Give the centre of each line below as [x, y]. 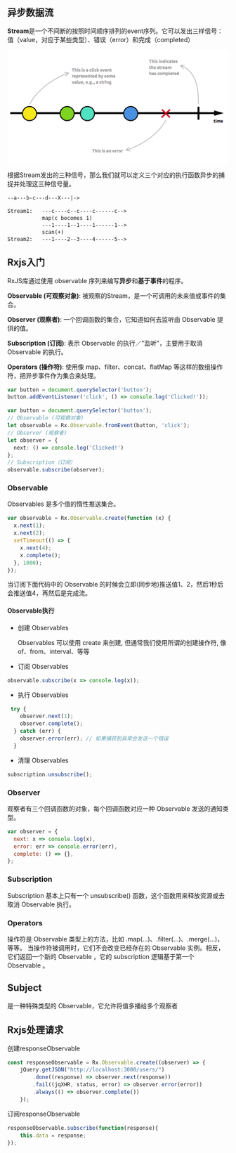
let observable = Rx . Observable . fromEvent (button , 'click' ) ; [99, 426]
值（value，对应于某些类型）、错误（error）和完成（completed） [101, 39]
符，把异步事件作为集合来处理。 [53, 375]
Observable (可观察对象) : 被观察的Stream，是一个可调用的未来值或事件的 [113, 295]
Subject [25, 988]
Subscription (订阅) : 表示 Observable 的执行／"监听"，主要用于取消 [105, 343]
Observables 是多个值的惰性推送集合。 [64, 504]
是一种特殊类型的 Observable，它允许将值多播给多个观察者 [93, 1005]
